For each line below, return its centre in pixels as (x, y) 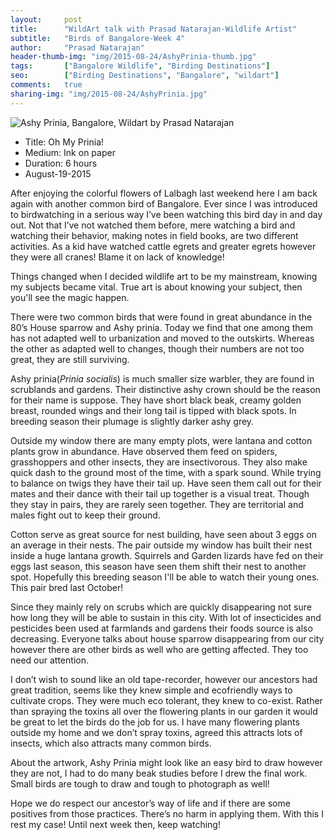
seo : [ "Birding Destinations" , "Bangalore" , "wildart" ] (145, 76)
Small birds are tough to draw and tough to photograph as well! (140, 783)
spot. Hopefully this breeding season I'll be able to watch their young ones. (165, 577)
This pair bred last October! (67, 587)
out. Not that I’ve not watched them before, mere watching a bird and (153, 225)
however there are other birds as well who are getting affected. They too (159, 649)
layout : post (46, 19)
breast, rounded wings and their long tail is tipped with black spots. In (153, 410)
